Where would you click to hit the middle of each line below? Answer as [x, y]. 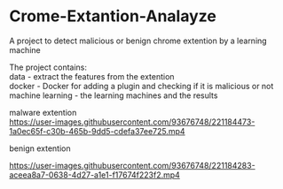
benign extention [40, 148]
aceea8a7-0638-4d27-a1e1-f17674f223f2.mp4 [94, 175]
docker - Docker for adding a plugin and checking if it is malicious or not [141, 86]
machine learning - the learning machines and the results [114, 95]
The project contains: [48, 67]
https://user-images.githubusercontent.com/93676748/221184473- [132, 122]
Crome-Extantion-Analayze [113, 16]
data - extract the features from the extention [92, 76]
